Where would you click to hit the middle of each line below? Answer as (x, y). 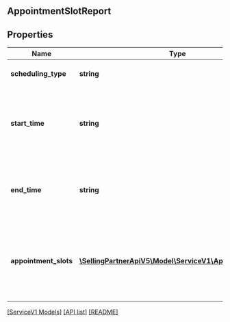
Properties (30, 35)
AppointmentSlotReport (59, 11)
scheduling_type (38, 74)
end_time (26, 190)
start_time (27, 124)
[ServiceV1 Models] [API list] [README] (63, 312)
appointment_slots (42, 261)
